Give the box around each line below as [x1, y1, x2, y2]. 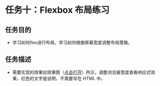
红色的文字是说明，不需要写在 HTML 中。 [21, 75, 105, 81]
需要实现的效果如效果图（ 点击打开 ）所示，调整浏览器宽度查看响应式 [12, 69, 151, 75]
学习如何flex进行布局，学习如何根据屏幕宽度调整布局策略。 [12, 40, 132, 45]
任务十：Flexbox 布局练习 [5, 4, 110, 16]
